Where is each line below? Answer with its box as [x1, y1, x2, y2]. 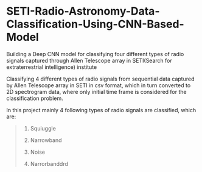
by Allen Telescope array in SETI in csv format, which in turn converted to [6, 81, 191, 89]
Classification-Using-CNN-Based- [6, 17, 184, 31]
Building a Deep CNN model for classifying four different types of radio [6, 50, 184, 57]
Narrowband [30, 136, 62, 144]
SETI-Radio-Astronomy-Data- [6, 4, 160, 18]
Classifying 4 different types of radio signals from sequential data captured [6, 75, 195, 82]
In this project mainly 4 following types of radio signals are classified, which [6, 106, 197, 113]
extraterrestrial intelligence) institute [6, 63, 97, 71]
